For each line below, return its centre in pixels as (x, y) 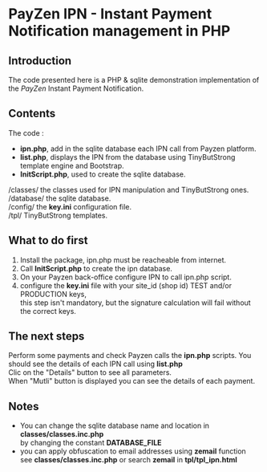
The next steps (47, 337)
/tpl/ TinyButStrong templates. (58, 215)
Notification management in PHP (119, 31)
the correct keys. (48, 311)
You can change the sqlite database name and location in (115, 425)
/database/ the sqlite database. (60, 198)
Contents (32, 114)
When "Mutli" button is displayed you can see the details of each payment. (131, 381)
